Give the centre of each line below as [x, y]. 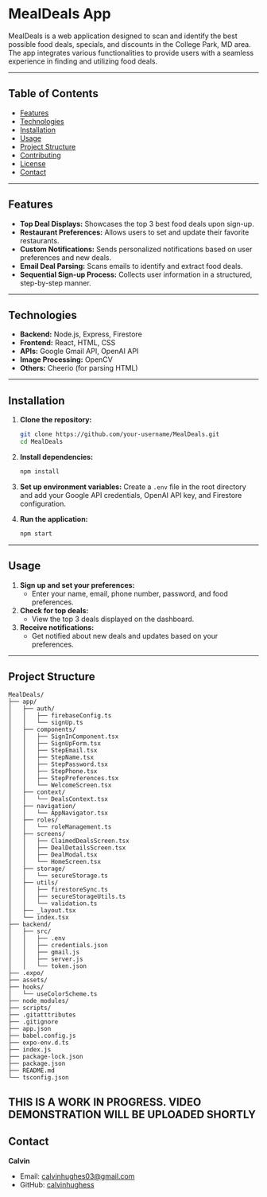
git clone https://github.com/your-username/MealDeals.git [120, 434]
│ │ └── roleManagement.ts [60, 827]
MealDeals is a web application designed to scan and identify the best [123, 36]
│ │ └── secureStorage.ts [58, 876]
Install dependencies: [56, 457]
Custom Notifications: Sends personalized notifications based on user [136, 249]
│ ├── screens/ [37, 834]
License [33, 163]
